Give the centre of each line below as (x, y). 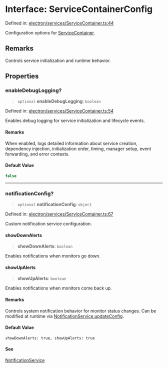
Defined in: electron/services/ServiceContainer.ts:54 (59, 111)
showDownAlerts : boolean (45, 246)
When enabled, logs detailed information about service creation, (71, 143)
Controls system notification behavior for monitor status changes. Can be (81, 310)
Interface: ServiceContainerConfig (79, 9)
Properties (22, 76)
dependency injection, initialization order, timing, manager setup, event (78, 148)
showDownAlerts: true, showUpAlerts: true (50, 338)
